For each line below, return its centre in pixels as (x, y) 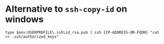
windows (24, 19)
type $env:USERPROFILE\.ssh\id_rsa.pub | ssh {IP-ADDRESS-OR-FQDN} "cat (82, 32)
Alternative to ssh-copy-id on (66, 9)
